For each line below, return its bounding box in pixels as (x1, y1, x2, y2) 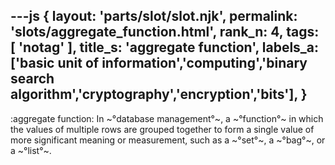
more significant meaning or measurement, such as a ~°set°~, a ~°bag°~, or (10, 134, 326, 146)
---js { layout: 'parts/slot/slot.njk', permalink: (10, 8, 298, 25)
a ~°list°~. (10, 144, 52, 156)
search (10, 70, 55, 88)
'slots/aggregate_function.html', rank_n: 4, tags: (10, 24, 320, 41)
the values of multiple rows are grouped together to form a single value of (10, 123, 315, 135)
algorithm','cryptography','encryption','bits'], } (10, 86, 308, 103)
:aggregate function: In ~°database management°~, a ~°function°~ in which (10, 112, 324, 124)
